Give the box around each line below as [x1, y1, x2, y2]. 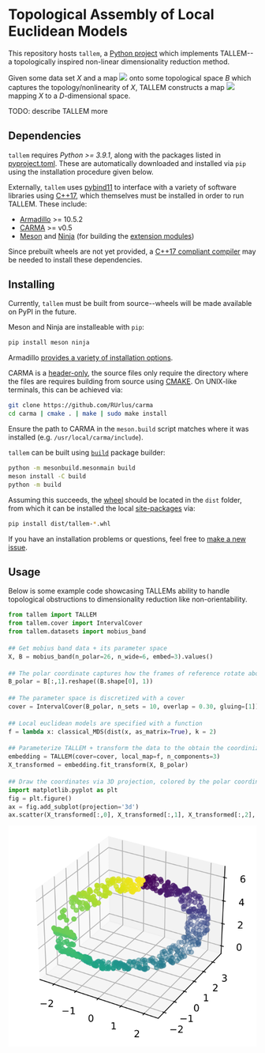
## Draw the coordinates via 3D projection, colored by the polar [8, 777, 231, 786]
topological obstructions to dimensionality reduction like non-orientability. [8, 594, 248, 604]
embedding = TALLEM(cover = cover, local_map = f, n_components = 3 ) [8, 753, 221, 760]
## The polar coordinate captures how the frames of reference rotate [8, 670, 245, 677]
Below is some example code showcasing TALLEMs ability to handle [8, 587, 230, 596]
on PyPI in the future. [8, 307, 77, 317]
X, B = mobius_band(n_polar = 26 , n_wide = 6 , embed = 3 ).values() [8, 652, 214, 661]
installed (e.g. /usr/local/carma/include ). [8, 432, 144, 442]
